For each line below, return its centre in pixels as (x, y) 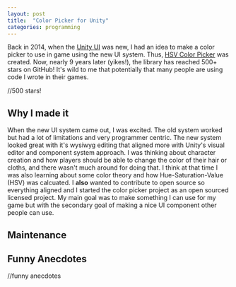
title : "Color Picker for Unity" (58, 20)
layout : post (26, 14)
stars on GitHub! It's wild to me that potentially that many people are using (115, 70)
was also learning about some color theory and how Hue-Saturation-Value (116, 175)
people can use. (31, 213)
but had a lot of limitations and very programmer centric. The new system (114, 138)
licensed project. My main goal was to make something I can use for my (112, 198)
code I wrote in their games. (48, 77)
